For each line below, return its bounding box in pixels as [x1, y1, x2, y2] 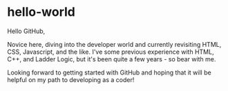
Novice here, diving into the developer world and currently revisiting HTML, [7, 40, 222, 48]
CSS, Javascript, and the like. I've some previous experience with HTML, [7, 48, 214, 56]
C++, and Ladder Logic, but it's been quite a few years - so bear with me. [7, 54, 216, 63]
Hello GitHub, [7, 27, 46, 35]
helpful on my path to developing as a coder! [7, 75, 135, 83]
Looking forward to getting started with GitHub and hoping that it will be [7, 68, 212, 77]
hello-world [7, 4, 76, 20]
